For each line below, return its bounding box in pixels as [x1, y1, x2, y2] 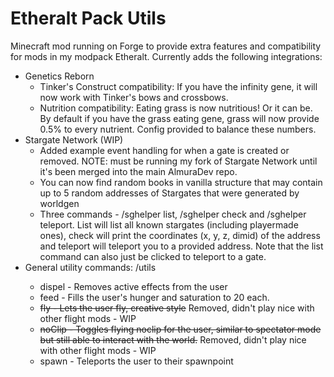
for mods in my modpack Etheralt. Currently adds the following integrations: [10, 50, 323, 62]
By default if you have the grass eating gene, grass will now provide [39, 112, 320, 124]
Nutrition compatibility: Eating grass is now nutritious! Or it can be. [39, 102, 313, 114]
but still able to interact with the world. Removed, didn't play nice [39, 333, 307, 346]
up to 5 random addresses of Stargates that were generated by [39, 187, 300, 199]
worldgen [39, 197, 80, 209]
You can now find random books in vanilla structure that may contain [39, 176, 323, 188]
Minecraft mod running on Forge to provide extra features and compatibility [10, 40, 322, 52]
